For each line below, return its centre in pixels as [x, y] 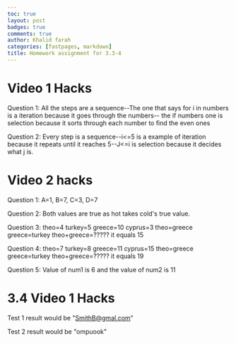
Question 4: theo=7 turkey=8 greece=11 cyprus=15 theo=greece [101, 248]
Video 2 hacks [50, 180]
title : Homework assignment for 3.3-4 [64, 54]
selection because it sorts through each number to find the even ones [109, 123]
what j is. [20, 151]
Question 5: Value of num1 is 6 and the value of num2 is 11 [92, 269]
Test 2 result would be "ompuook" [57, 331]
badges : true [26, 27]
